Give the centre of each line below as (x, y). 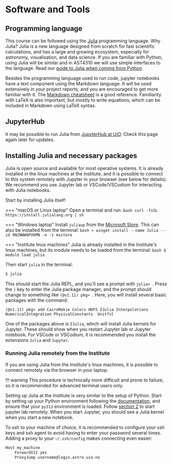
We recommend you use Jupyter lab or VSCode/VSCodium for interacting (84, 184)
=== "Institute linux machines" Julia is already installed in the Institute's (81, 244)
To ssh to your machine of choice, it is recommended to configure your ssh (85, 427)
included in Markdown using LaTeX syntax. (51, 106)
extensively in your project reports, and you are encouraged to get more (82, 89)
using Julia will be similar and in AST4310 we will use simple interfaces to (83, 63)
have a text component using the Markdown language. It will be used (79, 84)
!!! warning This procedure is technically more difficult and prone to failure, (84, 380)
